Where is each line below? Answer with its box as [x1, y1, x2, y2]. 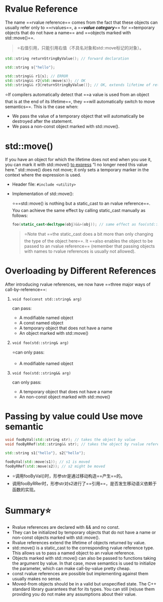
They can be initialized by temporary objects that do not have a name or [12, 530, 156, 536]
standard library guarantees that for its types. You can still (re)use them [12, 586, 155, 592]
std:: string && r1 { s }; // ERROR [5, 74, 68, 79]
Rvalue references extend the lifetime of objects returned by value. [12, 540, 146, 546]
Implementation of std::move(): [12, 191, 74, 197]
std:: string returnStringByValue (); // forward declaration [5, 56, 130, 61]
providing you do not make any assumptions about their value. [12, 591, 137, 597]
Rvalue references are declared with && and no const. [12, 524, 120, 530]
